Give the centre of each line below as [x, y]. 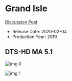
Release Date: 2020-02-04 [39, 31]
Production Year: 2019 [35, 37]
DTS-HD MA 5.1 [29, 52]
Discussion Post [21, 22]
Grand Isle [26, 9]
